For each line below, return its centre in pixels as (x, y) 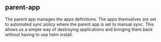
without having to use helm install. (39, 34)
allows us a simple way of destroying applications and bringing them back (79, 29)
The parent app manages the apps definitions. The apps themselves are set (80, 19)
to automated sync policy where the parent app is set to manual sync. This (80, 24)
